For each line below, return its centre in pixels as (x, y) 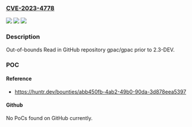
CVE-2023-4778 (30, 8)
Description (23, 37)
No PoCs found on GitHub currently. (49, 118)
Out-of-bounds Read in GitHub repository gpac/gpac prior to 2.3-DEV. (90, 49)
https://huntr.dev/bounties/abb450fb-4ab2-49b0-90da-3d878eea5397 (100, 91)
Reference (19, 79)
